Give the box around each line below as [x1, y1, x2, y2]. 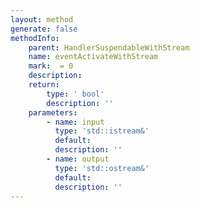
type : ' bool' [46, 89, 105, 99]
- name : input [46, 117, 105, 127]
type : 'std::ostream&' [54, 163, 150, 173]
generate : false [10, 24, 78, 34]
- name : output [46, 154, 110, 164]
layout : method [10, 14, 74, 25]
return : [28, 80, 60, 90]
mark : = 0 [28, 61, 74, 71]
